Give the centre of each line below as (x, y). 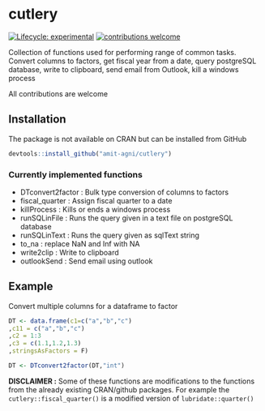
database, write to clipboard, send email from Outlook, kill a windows (124, 69)
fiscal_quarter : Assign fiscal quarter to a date (96, 200)
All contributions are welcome (58, 93)
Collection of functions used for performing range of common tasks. (122, 52)
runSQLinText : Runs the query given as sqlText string (110, 235)
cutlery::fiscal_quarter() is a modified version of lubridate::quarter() (131, 398)
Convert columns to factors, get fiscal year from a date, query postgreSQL (132, 61)
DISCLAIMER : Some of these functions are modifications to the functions (132, 381)
